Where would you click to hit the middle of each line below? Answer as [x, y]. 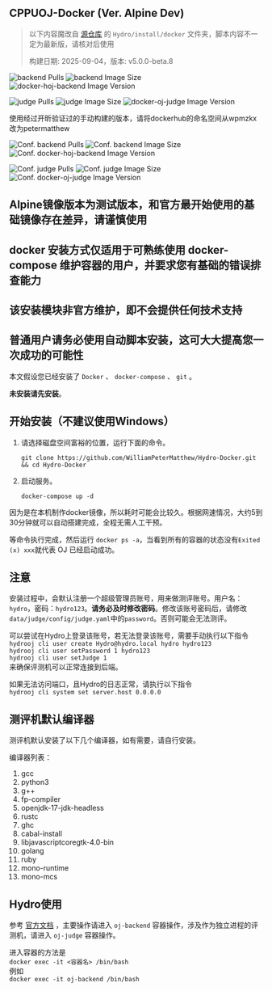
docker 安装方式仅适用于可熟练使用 [98, 250]
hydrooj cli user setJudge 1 [58, 658]
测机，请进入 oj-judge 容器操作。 [65, 935]
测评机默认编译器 [52, 719]
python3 [35, 782]
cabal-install [42, 834]
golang [32, 851]
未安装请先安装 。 [38, 393]
